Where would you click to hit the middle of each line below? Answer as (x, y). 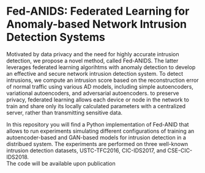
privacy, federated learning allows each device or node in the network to (98, 100)
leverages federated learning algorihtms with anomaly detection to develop (101, 67)
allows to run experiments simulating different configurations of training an (100, 131)
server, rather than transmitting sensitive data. (65, 112)
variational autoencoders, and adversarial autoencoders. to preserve (93, 93)
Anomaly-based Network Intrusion (97, 24)
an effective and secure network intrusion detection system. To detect (95, 73)
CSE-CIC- (180, 150)
